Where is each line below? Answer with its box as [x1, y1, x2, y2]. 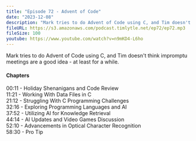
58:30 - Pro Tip [6, 129, 44, 136]
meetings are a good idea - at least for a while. [6, 58, 119, 65]
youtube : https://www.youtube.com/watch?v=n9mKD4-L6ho [6, 36, 144, 42]
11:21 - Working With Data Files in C [6, 91, 92, 98]
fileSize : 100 [6, 31, 41, 36]
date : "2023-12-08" [6, 14, 54, 20]
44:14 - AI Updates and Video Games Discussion [6, 116, 125, 123]
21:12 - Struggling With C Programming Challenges [6, 98, 129, 105]
